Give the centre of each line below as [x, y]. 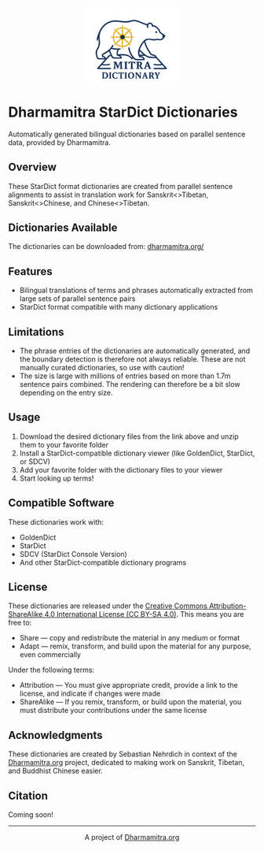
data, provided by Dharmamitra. [60, 142]
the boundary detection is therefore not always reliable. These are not [132, 359]
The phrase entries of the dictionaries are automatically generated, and [135, 351]
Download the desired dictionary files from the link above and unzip [129, 436]
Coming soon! [31, 815]
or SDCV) [35, 461]
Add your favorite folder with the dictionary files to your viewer [121, 470]
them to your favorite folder [64, 444]
